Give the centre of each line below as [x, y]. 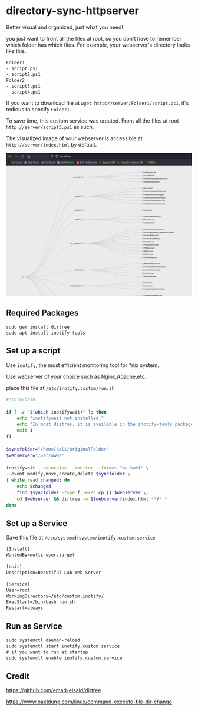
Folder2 [16, 80]
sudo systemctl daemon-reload [43, 640]
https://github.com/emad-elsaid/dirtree [54, 690]
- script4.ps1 [24, 92]
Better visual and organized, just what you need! [65, 27]
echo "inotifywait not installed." [60, 418]
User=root [18, 590]
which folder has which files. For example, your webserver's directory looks [98, 45]
